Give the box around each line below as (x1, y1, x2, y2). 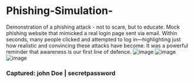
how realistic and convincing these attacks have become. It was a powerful (6, 42, 188, 49)
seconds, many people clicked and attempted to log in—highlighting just (6, 36, 181, 43)
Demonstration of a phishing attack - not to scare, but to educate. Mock (6, 23, 180, 30)
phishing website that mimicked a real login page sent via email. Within (6, 29, 178, 36)
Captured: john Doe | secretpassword (6, 69, 116, 77)
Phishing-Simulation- (6, 4, 113, 18)
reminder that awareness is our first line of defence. (6, 48, 132, 55)
